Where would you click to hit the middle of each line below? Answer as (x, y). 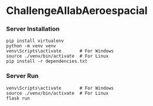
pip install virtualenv (35, 41)
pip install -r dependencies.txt (47, 61)
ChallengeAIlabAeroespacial (77, 11)
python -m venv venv (31, 46)
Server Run (23, 76)
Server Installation (33, 29)
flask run (18, 98)
